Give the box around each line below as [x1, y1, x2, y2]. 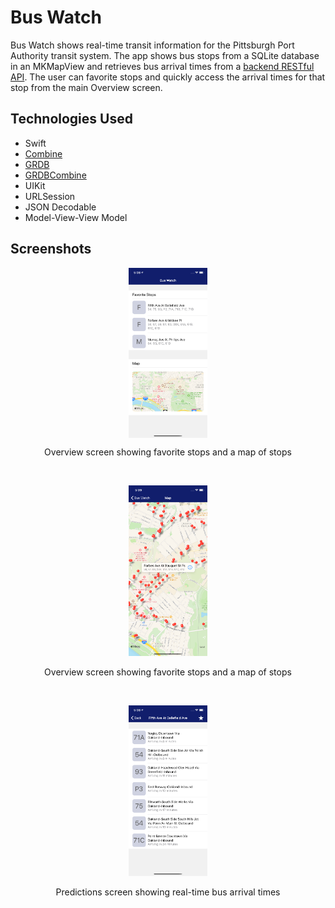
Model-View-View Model [24, 211, 128, 223]
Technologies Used [10, 111, 133, 128]
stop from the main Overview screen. [10, 81, 163, 93]
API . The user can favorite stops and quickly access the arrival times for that [10, 71, 326, 83]
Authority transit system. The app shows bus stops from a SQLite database [10, 49, 320, 61]
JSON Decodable [24, 201, 97, 213]
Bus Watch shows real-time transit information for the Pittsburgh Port [10, 39, 295, 51]
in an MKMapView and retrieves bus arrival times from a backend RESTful [10, 60, 315, 72]
